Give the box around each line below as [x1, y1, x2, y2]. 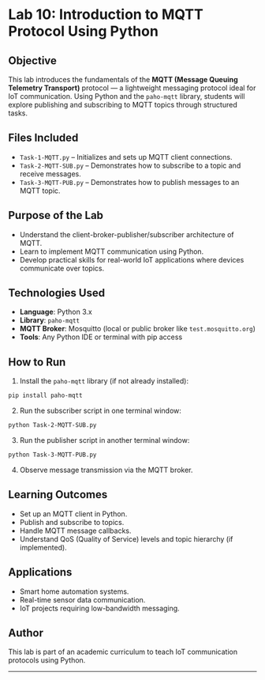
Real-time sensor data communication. [19, 595, 146, 604]
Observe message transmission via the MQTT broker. [19, 465, 193, 474]
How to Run [8, 355, 66, 368]
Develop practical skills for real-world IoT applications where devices [19, 255, 244, 264]
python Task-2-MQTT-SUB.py [8, 421, 97, 429]
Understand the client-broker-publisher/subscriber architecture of [19, 229, 234, 239]
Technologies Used [8, 286, 105, 300]
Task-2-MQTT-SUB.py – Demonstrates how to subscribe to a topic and [19, 161, 241, 170]
